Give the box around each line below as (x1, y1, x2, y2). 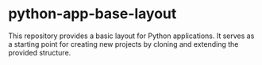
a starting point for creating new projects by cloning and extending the (8, 39, 239, 48)
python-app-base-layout (8, 5, 177, 23)
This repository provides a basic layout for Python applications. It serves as (8, 31, 255, 40)
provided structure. (8, 48, 71, 57)
